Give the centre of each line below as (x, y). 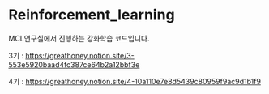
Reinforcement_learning (92, 15)
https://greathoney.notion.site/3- (80, 55)
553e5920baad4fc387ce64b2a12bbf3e (74, 64)
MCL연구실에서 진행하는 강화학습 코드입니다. (79, 38)
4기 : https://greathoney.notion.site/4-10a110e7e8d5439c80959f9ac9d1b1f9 (135, 81)
